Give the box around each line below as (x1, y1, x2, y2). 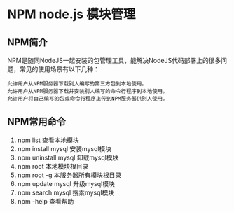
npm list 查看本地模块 (17, 136, 79, 144)
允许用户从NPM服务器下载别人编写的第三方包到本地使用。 (7, 80, 147, 87)
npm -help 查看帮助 (17, 197, 74, 205)
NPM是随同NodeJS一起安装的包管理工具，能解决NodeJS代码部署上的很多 (7, 57, 221, 64)
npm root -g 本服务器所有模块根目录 (17, 171, 122, 179)
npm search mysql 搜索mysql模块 (17, 188, 115, 197)
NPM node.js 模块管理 (7, 6, 136, 22)
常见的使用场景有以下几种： (19, 65, 99, 73)
